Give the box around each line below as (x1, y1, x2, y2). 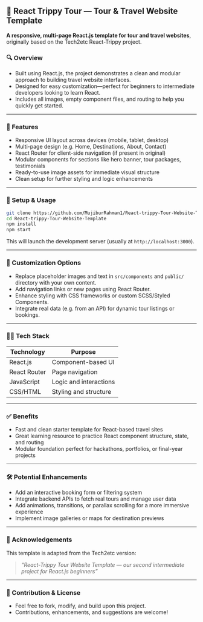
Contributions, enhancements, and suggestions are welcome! (14, 608, 169, 616)
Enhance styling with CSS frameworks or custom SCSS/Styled (14, 292, 170, 299)
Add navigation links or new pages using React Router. (14, 285, 151, 292)
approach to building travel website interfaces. (14, 76, 131, 84)
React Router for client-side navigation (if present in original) (14, 149, 166, 157)
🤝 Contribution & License (6, 588, 81, 597)
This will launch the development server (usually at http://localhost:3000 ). (6, 238, 195, 245)
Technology (10, 347, 45, 356)
